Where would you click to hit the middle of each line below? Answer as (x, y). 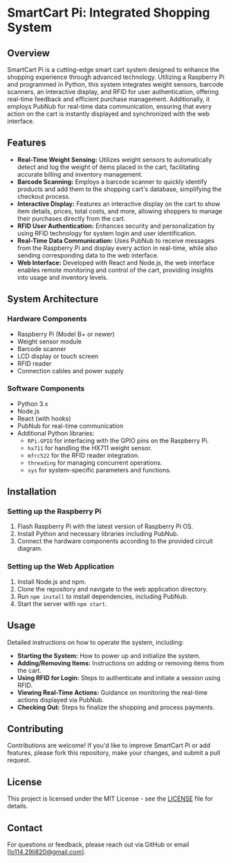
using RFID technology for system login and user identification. (107, 233)
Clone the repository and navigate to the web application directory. (112, 589)
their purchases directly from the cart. (71, 218)
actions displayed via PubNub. (61, 700)
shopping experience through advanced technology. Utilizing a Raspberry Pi (116, 77)
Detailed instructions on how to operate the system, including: (95, 642)
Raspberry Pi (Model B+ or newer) (66, 334)
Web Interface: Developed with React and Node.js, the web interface (116, 263)
